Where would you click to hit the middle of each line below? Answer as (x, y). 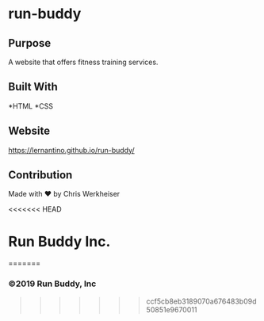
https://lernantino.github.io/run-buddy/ (71, 150)
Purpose (30, 43)
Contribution (40, 175)
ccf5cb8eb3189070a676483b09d (201, 301)
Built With (33, 87)
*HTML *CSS (31, 106)
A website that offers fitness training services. (83, 62)
